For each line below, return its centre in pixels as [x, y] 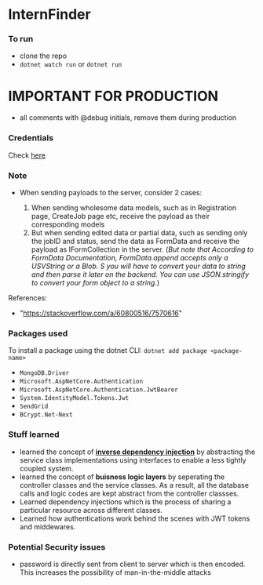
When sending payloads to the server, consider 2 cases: [111, 193]
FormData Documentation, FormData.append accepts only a [130, 258]
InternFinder [50, 15]
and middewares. [47, 526]
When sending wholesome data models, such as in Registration [134, 208]
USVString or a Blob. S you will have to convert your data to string [138, 266]
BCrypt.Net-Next [46, 415]
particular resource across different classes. [91, 510]
